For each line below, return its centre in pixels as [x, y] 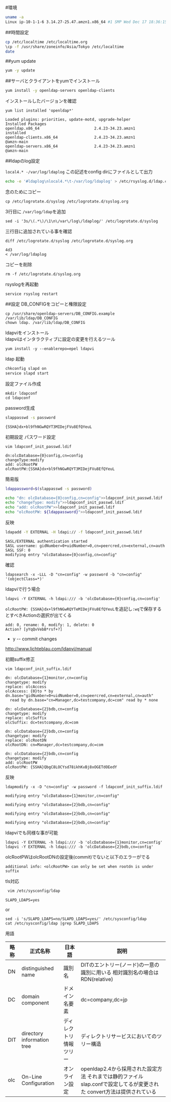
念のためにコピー [23, 192]
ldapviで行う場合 [23, 589]
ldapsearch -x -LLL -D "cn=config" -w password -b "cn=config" [74, 574]
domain [31, 996]
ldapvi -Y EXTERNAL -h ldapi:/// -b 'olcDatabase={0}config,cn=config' [83, 598]
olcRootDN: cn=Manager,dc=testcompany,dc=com [54, 745]
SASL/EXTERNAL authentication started [46, 541]
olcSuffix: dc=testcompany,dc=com [42, 722]
